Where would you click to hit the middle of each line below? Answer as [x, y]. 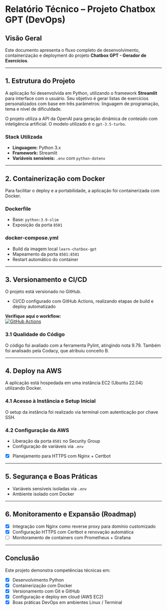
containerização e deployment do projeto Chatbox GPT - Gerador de [76, 55]
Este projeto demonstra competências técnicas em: [58, 570]
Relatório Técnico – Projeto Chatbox [80, 9]
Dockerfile [18, 209]
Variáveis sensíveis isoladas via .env [49, 488]
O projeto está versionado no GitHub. [43, 292]
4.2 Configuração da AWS [37, 430]
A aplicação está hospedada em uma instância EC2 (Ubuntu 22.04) [74, 383]
